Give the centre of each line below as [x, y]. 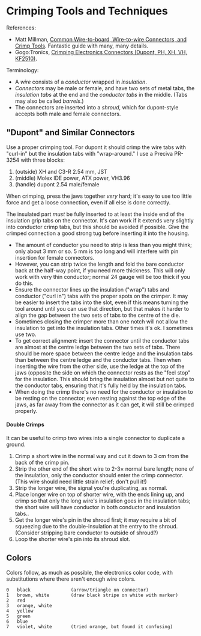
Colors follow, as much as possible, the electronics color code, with [89, 572]
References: [21, 28]
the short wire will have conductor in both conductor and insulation [98, 507]
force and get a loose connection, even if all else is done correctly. [88, 202]
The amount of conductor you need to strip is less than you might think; [103, 245]
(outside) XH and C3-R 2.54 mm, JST [61, 171]
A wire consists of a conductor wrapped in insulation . [81, 82]
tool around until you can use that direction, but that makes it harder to [102, 308]
